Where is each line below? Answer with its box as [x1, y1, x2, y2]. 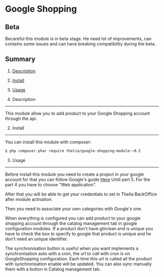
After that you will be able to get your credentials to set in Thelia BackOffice [5, 191, 157, 197]
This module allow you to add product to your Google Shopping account [5, 110, 150, 116]
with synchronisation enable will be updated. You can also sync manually [5, 261, 152, 267]
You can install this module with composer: [5, 139, 92, 145]
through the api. [5, 116, 38, 121]
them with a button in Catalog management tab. [5, 266, 101, 272]
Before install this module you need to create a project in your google [5, 171, 144, 177]
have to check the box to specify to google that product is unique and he [5, 231, 151, 237]
